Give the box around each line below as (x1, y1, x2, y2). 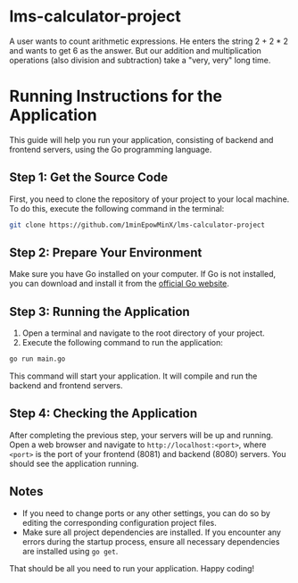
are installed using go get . (21, 546, 119, 556)
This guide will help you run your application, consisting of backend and (9, 134, 274, 145)
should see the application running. (9, 458, 139, 469)
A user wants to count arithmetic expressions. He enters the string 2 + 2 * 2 (9, 36, 288, 46)
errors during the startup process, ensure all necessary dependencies (21, 536, 280, 546)
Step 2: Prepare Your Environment (9, 245, 203, 260)
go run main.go (9, 354, 66, 363)
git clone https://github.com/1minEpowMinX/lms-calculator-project (9, 221, 266, 229)
